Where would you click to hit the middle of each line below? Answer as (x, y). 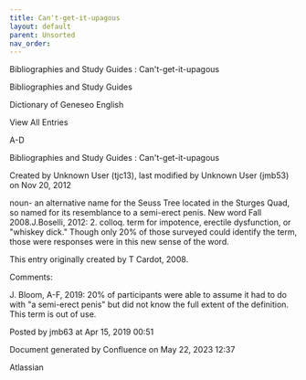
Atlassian (26, 367)
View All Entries (39, 122)
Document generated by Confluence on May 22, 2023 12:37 (122, 350)
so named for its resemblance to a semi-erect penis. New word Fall (136, 213)
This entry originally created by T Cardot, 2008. (99, 259)
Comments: (31, 277)
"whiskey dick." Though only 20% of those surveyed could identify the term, (153, 232)
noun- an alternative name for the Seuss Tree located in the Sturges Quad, (150, 203)
